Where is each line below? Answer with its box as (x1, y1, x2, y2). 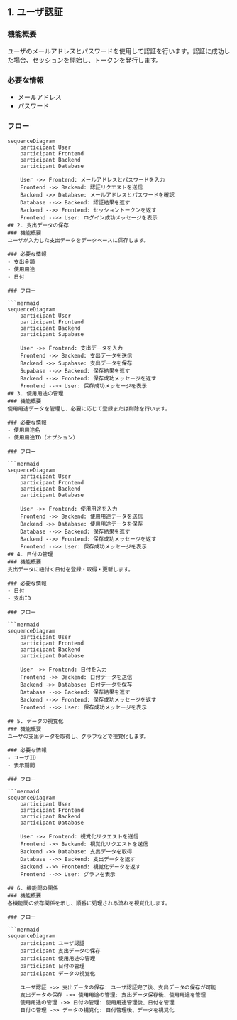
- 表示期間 (7, 762, 35, 769)
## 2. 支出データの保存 (7, 222, 70, 229)
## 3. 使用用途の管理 (7, 390, 64, 397)
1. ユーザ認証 (7, 6, 63, 19)
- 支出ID (7, 595, 31, 603)
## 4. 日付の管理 (7, 551, 53, 558)
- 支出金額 (7, 259, 35, 266)
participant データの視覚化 (20, 970, 96, 977)
